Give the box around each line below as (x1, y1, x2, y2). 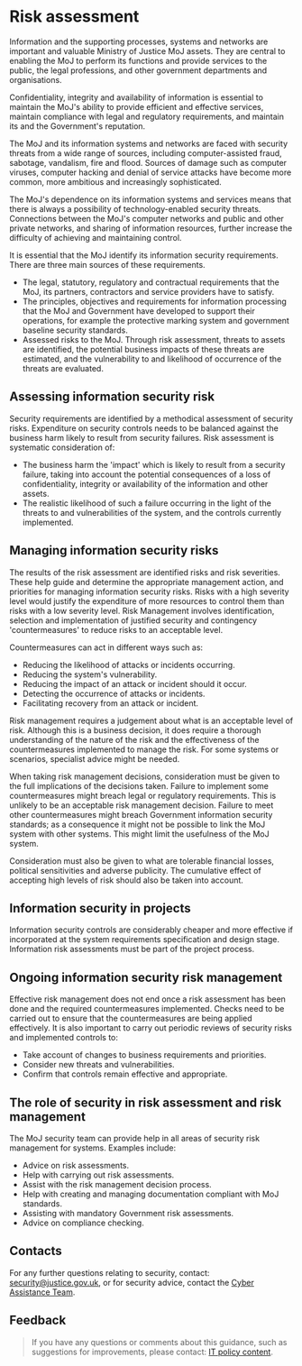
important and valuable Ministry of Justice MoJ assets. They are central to (9, 45, 286, 56)
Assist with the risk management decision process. (22, 1179, 212, 1189)
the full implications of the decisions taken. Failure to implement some (9, 780, 269, 791)
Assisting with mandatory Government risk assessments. (22, 1208, 234, 1218)
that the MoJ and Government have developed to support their (22, 305, 255, 316)
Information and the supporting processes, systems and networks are (9, 36, 269, 47)
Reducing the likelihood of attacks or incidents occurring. (22, 659, 236, 670)
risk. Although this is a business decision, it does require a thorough (9, 724, 261, 736)
